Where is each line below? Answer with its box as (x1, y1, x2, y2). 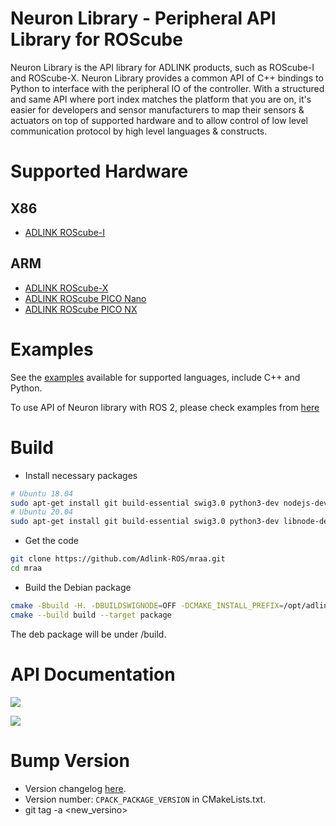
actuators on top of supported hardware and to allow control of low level (10, 114, 308, 126)
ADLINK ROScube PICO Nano (24, 292, 147, 304)
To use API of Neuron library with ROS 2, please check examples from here (10, 401, 320, 413)
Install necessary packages (24, 469, 138, 481)
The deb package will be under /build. (10, 628, 167, 640)
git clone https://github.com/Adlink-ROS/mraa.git (10, 554, 226, 564)
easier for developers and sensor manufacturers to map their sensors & (10, 103, 305, 116)
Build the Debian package (24, 581, 132, 593)
